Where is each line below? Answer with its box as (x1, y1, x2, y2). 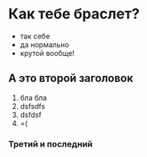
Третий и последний (8, 138, 93, 149)
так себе (19, 31, 51, 41)
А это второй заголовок (8, 71, 134, 85)
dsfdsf (19, 110, 42, 119)
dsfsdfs (19, 101, 46, 111)
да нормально (19, 39, 70, 49)
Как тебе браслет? (8, 5, 141, 23)
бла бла (19, 93, 47, 103)
